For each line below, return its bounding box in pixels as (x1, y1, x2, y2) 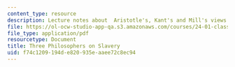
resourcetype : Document (7, 36, 77, 43)
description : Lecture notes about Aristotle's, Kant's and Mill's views (7, 17, 227, 24)
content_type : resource (7, 10, 77, 17)
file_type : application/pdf (7, 29, 90, 37)
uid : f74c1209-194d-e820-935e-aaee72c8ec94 (7, 50, 136, 57)
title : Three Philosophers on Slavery (7, 43, 120, 50)
